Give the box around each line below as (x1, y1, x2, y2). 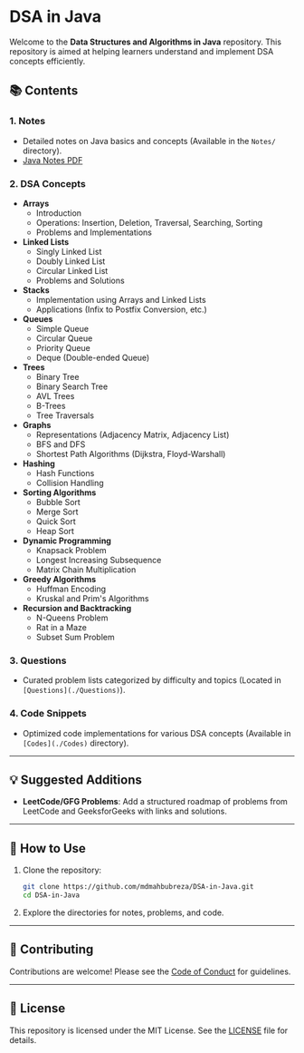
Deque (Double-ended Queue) (35, 352, 150, 363)
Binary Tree (35, 371, 80, 382)
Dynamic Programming (22, 535, 111, 546)
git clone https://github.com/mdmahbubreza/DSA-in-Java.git (22, 882, 254, 892)
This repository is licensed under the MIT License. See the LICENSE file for (9, 1025, 289, 1036)
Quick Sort (35, 515, 77, 527)
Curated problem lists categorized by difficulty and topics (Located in (22, 675, 282, 686)
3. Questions (9, 654, 67, 667)
